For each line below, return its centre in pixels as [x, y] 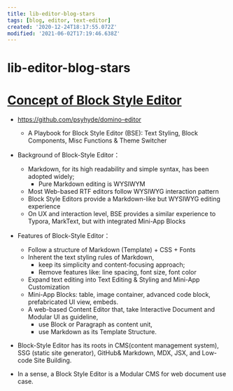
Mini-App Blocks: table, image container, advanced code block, [119, 295]
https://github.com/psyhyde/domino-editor [79, 119]
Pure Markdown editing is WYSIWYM [92, 184]
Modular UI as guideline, [63, 317]
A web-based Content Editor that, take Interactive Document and [121, 310]
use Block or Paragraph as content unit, [95, 324]
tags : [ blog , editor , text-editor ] [59, 20]
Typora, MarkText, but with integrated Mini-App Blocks [107, 221]
